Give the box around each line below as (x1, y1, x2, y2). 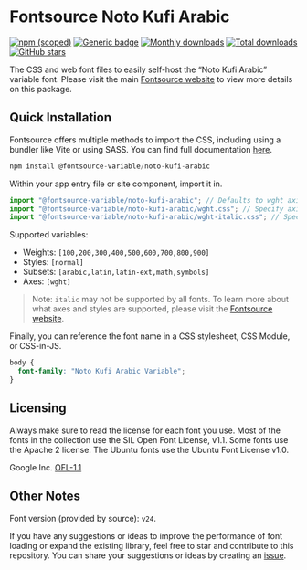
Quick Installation (9, 110, 112, 125)
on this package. (9, 83, 73, 94)
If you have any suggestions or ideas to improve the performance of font (9, 530, 283, 541)
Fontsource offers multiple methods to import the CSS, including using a (9, 134, 281, 145)
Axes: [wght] (22, 276, 71, 287)
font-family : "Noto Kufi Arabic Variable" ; (17, 367, 185, 376)
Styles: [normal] (22, 257, 84, 268)
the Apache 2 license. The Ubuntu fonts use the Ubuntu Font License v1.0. (9, 444, 290, 455)
